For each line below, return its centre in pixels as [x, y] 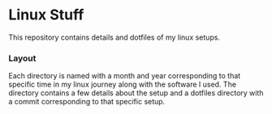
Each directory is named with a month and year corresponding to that [125, 76]
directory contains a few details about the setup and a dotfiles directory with [136, 93]
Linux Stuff [46, 15]
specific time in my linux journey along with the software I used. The [123, 84]
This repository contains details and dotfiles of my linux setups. [114, 37]
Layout [22, 58]
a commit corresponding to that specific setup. [87, 102]
